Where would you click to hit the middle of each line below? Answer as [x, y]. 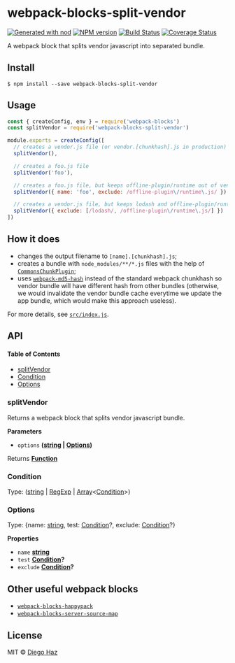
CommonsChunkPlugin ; [47, 271]
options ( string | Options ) [55, 445]
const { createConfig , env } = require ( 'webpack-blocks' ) [93, 121]
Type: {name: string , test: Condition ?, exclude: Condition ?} [92, 525]
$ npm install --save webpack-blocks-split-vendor [83, 84]
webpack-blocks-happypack [55, 606]
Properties [23, 539]
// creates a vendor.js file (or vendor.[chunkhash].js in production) [120, 147]
